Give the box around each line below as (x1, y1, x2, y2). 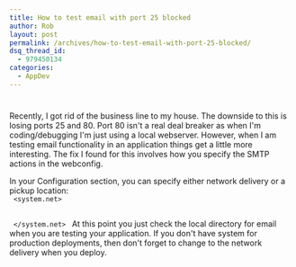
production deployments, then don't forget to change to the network (9, 237, 263, 248)
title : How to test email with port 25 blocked (9, 13, 192, 22)
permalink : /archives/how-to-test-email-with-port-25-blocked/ (9, 38, 252, 48)
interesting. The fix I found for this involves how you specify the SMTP (9, 148, 270, 159)
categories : (9, 64, 54, 73)
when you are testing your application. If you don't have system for (9, 227, 258, 238)
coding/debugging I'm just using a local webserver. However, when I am (9, 129, 277, 140)
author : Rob (9, 22, 54, 31)
